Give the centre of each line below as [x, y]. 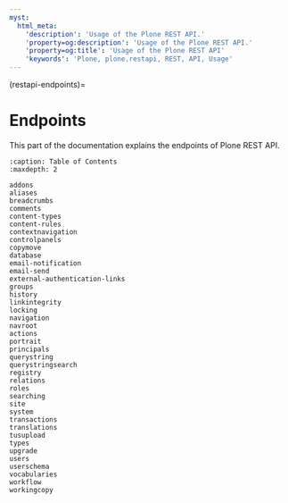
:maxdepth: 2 [33, 169]
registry [25, 373]
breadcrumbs [31, 201]
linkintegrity [36, 302]
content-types [36, 216]
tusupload [28, 435]
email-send [29, 271]
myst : [19, 17]
